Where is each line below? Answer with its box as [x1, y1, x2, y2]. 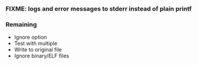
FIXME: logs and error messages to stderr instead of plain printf [5, 5, 192, 13]
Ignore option [14, 34, 47, 41]
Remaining [5, 20, 37, 28]
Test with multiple [14, 40, 57, 47]
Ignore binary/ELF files [14, 52, 69, 60]
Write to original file [14, 46, 62, 53]
